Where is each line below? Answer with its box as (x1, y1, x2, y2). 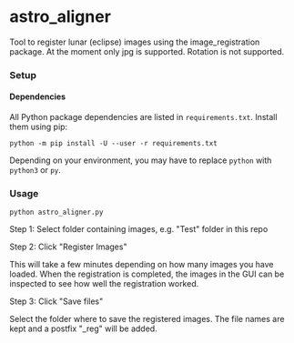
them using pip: (9, 121, 68, 133)
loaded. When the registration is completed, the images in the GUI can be (9, 268, 285, 279)
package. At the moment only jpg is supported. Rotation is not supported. (9, 45, 285, 56)
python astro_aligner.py (9, 207, 104, 217)
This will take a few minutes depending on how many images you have (9, 259, 274, 270)
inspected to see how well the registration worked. (9, 278, 199, 289)
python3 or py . (9, 165, 62, 176)
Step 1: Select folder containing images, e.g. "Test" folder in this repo (9, 224, 269, 235)
